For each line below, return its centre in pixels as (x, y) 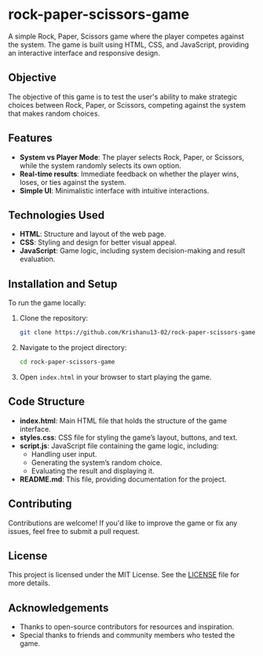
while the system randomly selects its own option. (100, 165)
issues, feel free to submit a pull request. (74, 531)
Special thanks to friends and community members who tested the (127, 636)
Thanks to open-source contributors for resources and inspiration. (127, 627)
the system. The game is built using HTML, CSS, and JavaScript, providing (129, 44)
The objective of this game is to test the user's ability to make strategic (123, 97)
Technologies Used (56, 215)
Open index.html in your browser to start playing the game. (115, 377)
